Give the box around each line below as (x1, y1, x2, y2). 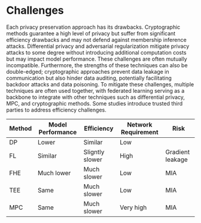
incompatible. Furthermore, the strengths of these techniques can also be (6, 61, 188, 69)
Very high (119, 203, 147, 212)
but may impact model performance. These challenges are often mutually (6, 55, 187, 62)
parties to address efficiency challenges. (6, 106, 106, 113)
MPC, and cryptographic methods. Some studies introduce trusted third (6, 100, 183, 107)
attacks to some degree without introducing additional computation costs (6, 49, 187, 56)
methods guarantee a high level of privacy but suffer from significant (6, 29, 176, 37)
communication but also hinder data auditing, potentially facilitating (6, 74, 172, 82)
